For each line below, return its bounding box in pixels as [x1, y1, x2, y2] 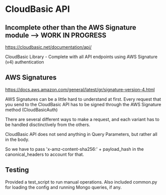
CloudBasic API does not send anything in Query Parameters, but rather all [5, 131, 158, 137]
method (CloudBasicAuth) [5, 107, 58, 113]
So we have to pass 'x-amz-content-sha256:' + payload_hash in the [5, 146, 144, 152]
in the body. [5, 136, 30, 142]
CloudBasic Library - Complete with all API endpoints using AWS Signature [5, 54, 158, 60]
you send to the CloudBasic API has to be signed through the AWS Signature [5, 101, 162, 107]
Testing [5, 166, 29, 174]
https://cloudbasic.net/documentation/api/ [5, 44, 92, 50]
